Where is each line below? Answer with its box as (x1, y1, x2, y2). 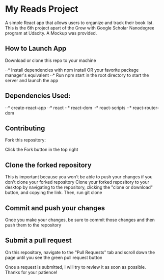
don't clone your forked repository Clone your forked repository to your (5, 179, 150, 185)
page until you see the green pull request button (5, 254, 103, 260)
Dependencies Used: (5, 92, 71, 100)
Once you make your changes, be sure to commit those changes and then (5, 217, 155, 223)
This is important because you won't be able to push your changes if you (5, 174, 153, 180)
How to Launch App (5, 44, 67, 53)
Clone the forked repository (5, 161, 92, 169)
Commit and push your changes (5, 204, 105, 212)
